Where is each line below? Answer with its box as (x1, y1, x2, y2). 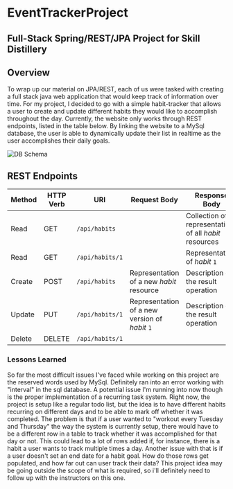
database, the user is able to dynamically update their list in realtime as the (7, 130, 221, 138)
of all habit (186, 229, 221, 238)
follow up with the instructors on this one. (7, 473, 126, 482)
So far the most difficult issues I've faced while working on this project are (7, 371, 220, 379)
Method (10, 195, 37, 205)
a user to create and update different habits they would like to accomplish (7, 107, 218, 116)
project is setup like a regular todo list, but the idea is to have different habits (7, 400, 226, 408)
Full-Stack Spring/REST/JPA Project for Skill (7, 33, 200, 44)
